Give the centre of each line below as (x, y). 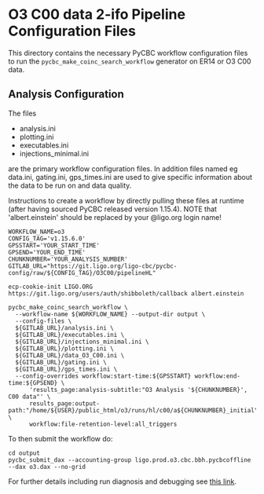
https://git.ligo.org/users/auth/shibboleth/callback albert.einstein (126, 293)
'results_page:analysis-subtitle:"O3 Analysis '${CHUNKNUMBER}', (138, 390)
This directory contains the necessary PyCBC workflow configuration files (128, 53)
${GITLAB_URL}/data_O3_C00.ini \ (70, 355)
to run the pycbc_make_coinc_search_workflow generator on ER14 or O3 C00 (130, 61)
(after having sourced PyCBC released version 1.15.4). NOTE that (113, 209)
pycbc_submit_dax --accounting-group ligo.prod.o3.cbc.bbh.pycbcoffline (130, 460)
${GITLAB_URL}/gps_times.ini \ (66, 369)
